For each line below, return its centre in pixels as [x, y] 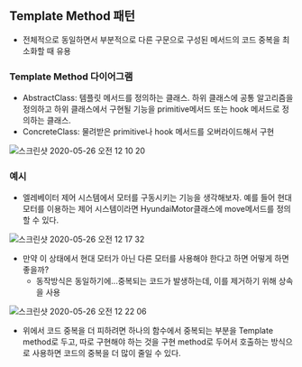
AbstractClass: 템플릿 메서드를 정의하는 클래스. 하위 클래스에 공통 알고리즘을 [158, 98]
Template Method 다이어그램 [71, 77]
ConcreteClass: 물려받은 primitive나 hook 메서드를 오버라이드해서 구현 [148, 132]
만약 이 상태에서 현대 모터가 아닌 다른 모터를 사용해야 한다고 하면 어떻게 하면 [156, 259]
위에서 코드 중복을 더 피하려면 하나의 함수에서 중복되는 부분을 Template [147, 331]
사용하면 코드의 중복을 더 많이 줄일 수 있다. [107, 353]
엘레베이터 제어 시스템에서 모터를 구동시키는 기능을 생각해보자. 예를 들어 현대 [157, 197]
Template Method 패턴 [72, 16]
